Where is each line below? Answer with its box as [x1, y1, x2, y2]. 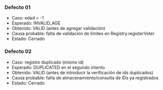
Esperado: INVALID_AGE [11, 20, 61, 26]
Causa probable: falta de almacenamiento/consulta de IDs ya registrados [11, 75, 159, 81]
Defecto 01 [4, 4, 31, 11]
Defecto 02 [4, 48, 32, 55]
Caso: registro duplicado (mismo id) [11, 59, 84, 65]
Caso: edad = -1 [11, 15, 44, 21]
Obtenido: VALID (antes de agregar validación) [11, 25, 105, 31]
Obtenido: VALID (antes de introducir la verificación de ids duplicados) [11, 69, 154, 75]
